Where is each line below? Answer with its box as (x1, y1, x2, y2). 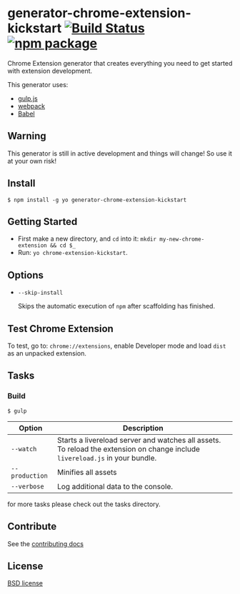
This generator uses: (7, 80, 69, 89)
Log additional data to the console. (56, 481, 174, 491)
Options (7, 269, 44, 281)
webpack (17, 101, 45, 110)
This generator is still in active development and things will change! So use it (7, 148, 232, 158)
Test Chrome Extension (7, 323, 114, 335)
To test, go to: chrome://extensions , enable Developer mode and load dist (7, 341, 226, 350)
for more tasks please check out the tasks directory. (7, 500, 161, 508)
